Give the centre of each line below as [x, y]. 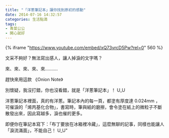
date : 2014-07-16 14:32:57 [34, 15]
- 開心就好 [15, 33]
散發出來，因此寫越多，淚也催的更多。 [45, 113]
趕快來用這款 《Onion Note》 [34, 79]
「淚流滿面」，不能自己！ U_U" [37, 130]
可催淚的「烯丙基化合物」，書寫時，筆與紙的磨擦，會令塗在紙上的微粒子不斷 [84, 107]
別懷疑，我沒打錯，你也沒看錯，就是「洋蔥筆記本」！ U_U [65, 90]
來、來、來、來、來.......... [32, 69]
